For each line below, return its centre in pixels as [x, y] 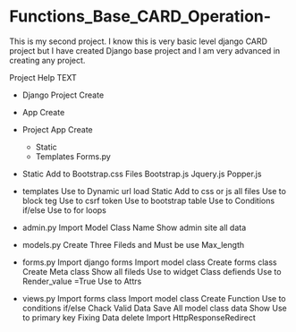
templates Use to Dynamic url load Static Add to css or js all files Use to [154, 191]
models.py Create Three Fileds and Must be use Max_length [133, 244]
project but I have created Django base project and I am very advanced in [144, 50]
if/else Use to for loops [64, 210]
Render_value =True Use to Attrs [82, 281]
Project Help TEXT [43, 77]
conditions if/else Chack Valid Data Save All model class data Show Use [155, 308]
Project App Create [58, 129]
